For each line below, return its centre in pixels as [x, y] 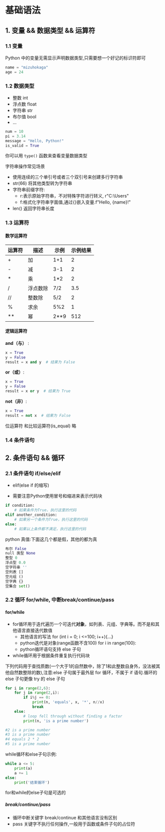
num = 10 [14, 131]
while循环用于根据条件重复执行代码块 [51, 655]
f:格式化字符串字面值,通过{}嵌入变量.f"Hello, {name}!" [75, 202]
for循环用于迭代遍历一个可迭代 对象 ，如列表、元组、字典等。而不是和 [84, 624]
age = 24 [14, 72]
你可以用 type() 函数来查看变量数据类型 [46, 156]
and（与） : [17, 343]
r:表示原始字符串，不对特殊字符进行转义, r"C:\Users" [74, 196]
